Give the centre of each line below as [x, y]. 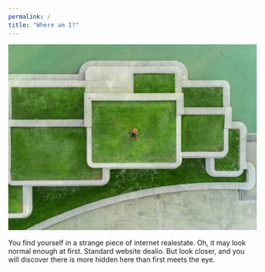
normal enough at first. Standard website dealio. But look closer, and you [126, 251]
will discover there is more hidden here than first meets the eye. [112, 259]
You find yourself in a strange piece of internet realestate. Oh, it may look [127, 243]
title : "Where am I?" [44, 25]
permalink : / [30, 17]
